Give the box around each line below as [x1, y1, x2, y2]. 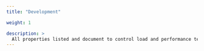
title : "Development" [6, 8, 61, 15]
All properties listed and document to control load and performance [12, 36, 191, 42]
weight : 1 [6, 19, 32, 26]
